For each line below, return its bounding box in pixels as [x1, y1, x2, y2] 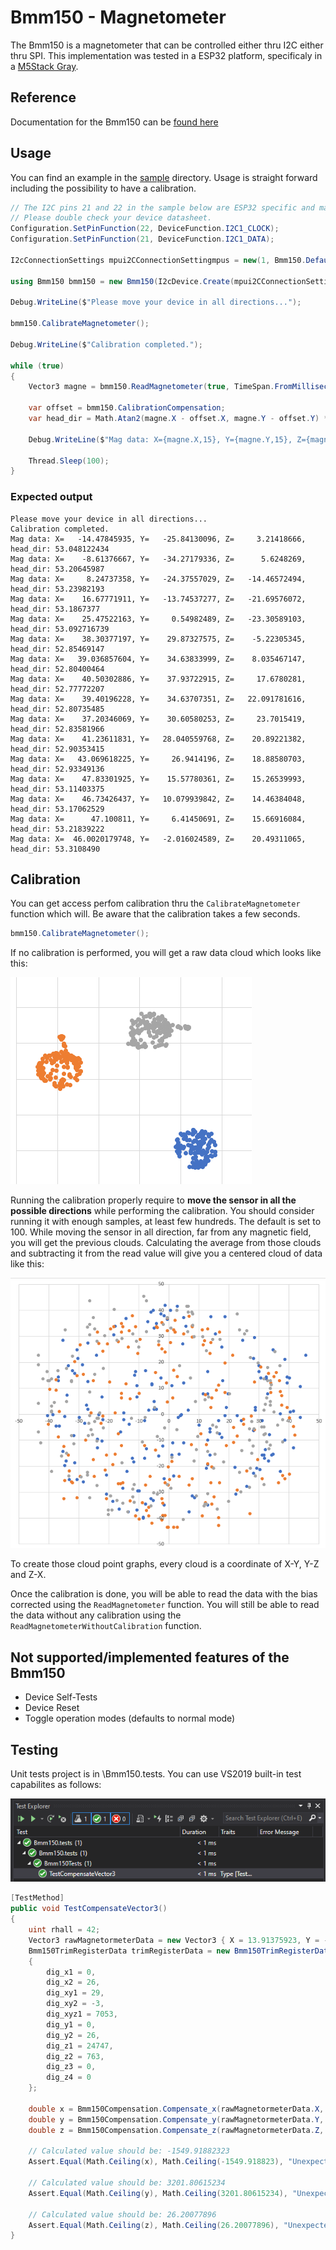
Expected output [10, 490, 93, 504]
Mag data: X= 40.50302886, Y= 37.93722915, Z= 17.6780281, [10, 674, 307, 684]
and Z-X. [10, 1569, 47, 1581]
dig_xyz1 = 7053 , [46, 2009, 118, 2020]
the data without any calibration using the [10, 1609, 182, 1621]
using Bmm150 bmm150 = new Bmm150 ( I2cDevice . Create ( [10, 276, 235, 286]
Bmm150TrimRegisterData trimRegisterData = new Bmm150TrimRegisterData [28, 1946, 333, 1956]
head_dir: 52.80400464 [10, 664, 105, 674]
